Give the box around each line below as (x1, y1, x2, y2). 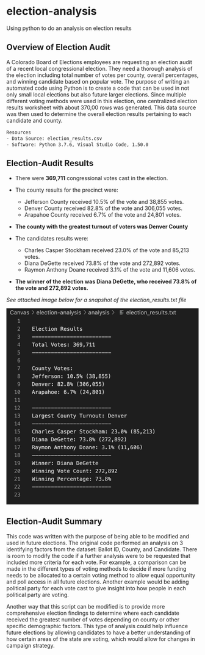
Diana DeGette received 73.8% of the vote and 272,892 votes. (24, 259, 181, 267)
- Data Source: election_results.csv (6, 136, 103, 142)
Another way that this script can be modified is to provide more (6, 603, 165, 610)
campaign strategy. (6, 642, 55, 649)
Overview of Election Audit (6, 42, 111, 52)
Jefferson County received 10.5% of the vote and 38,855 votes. (24, 198, 184, 205)
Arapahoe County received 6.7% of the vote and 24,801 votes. (24, 211, 181, 218)
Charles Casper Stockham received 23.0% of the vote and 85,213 (24, 246, 189, 254)
